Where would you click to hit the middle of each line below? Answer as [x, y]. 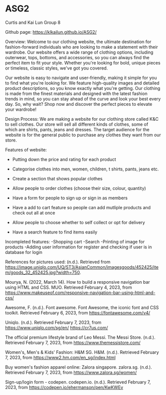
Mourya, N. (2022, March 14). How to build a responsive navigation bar [78, 282]
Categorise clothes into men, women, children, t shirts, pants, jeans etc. [85, 169]
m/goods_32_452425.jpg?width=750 [43, 272]
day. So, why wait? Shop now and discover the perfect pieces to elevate [79, 104]
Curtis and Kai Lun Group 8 [33, 22]
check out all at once [34, 213]
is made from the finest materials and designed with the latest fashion [76, 93]
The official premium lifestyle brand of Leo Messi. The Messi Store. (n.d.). [80, 337]
